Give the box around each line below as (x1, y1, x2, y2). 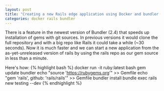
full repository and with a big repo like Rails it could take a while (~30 (5, 40, 144, 46)
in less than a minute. (5, 55, 48, 61)
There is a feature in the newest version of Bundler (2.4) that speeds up (5, 30, 150, 36)
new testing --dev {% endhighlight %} (5, 80, 82, 86)
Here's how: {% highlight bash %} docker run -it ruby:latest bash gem (5, 65, 146, 71)
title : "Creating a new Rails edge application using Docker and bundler (5, 12, 159, 17)
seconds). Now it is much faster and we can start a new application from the (5, 45, 159, 51)
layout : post (5, 7, 32, 12)
